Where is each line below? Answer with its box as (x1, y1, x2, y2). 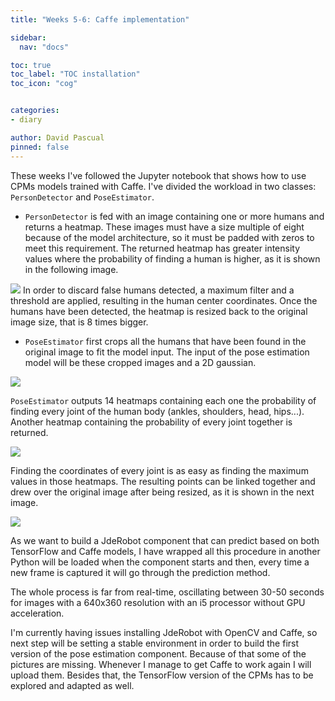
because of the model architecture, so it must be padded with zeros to (24, 231, 315, 243)
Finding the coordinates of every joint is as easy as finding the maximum (10, 464, 309, 476)
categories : (10, 106, 60, 116)
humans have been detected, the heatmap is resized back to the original (10, 305, 308, 317)
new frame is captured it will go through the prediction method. (10, 566, 271, 578)
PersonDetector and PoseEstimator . (10, 191, 155, 203)
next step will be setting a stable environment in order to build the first (10, 637, 300, 649)
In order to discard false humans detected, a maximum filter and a (22, 284, 295, 296)
